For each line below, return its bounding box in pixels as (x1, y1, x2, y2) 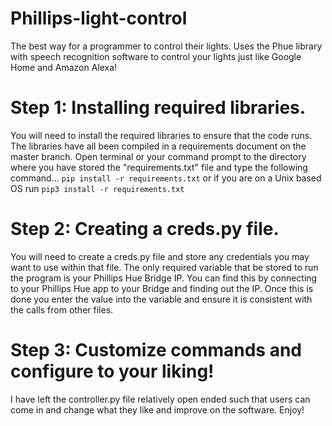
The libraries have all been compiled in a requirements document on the (10, 140, 307, 152)
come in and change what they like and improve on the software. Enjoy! (10, 403, 305, 416)
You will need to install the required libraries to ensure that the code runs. (10, 129, 313, 141)
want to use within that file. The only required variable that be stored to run (10, 261, 319, 273)
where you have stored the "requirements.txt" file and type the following (10, 161, 308, 173)
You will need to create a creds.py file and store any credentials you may (10, 250, 310, 262)
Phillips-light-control (10, 7, 188, 30)
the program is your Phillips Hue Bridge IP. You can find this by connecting (10, 272, 318, 284)
